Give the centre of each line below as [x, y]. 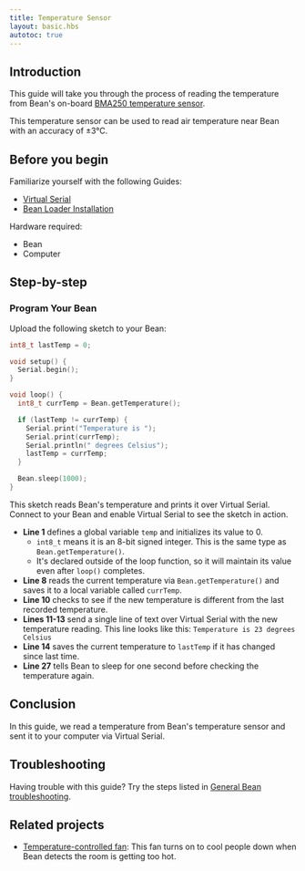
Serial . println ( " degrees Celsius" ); [97, 445]
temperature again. [58, 675]
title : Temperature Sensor [61, 18]
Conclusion [43, 705]
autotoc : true [36, 35]
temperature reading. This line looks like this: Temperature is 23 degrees [159, 628]
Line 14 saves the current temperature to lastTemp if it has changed [149, 646]
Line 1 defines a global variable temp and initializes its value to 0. [143, 532]
